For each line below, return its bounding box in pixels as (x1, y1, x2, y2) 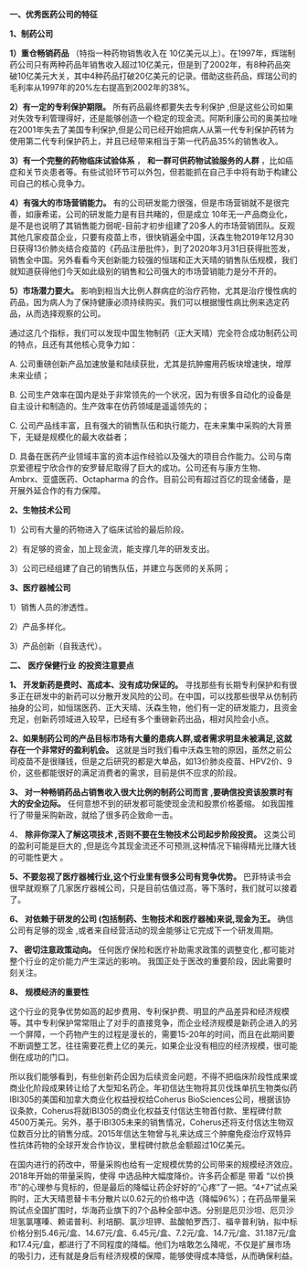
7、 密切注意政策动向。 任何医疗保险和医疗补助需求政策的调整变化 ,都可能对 (9, 945, 295, 955)
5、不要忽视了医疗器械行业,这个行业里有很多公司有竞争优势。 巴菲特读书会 (9, 872, 292, 882)
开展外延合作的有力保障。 (9, 485, 106, 496)
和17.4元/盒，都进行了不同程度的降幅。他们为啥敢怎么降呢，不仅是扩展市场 (9, 1239, 291, 1250)
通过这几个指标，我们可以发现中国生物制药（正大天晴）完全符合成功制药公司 (9, 328, 298, 338)
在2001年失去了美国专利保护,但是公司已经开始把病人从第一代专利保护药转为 (9, 124, 294, 135)
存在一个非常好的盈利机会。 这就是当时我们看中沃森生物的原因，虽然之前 (9, 745, 284, 755)
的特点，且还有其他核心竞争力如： (9, 339, 138, 350)
